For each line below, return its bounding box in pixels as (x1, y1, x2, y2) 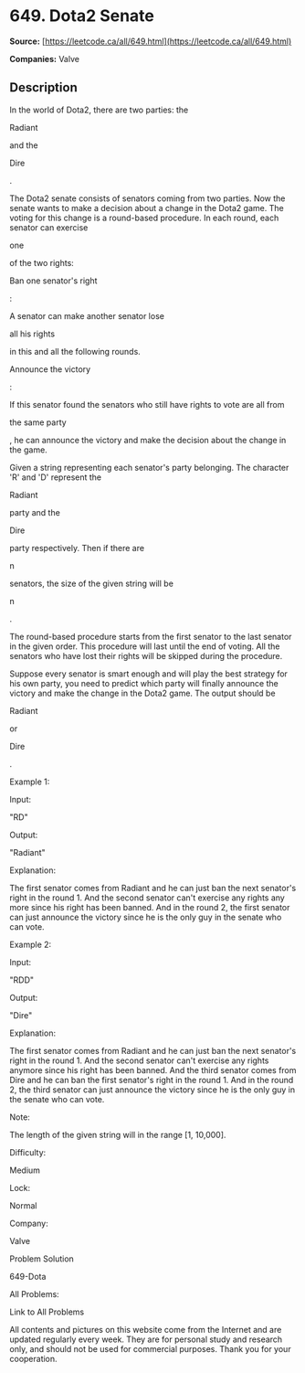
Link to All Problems (9, 1306, 85, 1317)
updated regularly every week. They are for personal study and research (9, 1334, 283, 1345)
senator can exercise (9, 221, 89, 233)
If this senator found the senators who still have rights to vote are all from (9, 399, 285, 410)
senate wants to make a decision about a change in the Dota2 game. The (9, 202, 285, 213)
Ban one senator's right (9, 275, 98, 286)
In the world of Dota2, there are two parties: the (9, 104, 189, 115)
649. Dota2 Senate (9, 5, 155, 27)
